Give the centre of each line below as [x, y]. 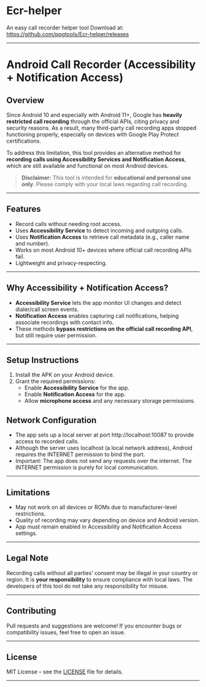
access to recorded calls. [47, 441]
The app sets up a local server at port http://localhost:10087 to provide [105, 435]
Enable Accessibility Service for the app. [77, 388]
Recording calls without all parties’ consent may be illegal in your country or [102, 572]
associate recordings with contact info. [64, 322]
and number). [32, 243]
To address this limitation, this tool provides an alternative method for [94, 152]
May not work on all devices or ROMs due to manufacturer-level [96, 507]
